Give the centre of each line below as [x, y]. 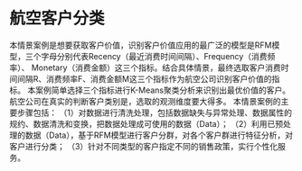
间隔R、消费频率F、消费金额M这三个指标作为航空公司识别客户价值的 [144, 78]
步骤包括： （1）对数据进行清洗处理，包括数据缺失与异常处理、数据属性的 [154, 112]
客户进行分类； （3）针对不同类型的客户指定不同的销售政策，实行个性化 [144, 146]
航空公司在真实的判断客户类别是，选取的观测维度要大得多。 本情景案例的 [145, 101]
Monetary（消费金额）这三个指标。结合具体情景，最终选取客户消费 [156, 67]
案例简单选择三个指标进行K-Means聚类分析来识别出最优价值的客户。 [163, 90]
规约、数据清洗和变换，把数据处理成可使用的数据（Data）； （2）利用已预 [146, 123]
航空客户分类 [57, 18]
